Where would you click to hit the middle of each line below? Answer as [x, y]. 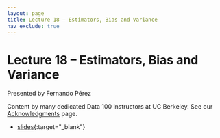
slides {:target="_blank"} [51, 127]
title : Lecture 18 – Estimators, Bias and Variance [82, 20]
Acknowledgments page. [42, 114]
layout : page [26, 13]
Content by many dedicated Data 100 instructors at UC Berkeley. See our [110, 107]
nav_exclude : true [33, 26]
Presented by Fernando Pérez [49, 94]
